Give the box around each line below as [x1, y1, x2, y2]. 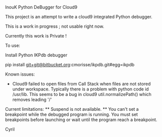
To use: [5, 43, 21, 48]
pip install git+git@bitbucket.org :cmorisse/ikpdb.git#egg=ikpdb [5, 62, 135, 67]
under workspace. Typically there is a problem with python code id [12, 86, 149, 92]
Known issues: [5, 71, 35, 77]
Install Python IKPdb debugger [5, 52, 68, 58]
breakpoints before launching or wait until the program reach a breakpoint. [5, 117, 158, 123]
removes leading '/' [12, 96, 52, 102]
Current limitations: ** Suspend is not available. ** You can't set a [5, 106, 139, 112]
